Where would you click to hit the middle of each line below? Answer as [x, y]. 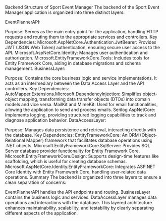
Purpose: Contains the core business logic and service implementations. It [81, 78]
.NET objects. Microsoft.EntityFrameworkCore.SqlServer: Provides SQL [78, 145]
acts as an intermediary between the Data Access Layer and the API [75, 83]
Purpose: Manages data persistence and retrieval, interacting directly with [81, 130]
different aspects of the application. [42, 213]
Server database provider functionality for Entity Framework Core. [73, 151]
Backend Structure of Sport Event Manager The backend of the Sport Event [82, 7]
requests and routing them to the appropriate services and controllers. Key [81, 37]
